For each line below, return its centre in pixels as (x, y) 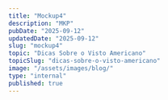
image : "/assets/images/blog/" (61, 69)
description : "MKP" (41, 23)
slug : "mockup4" (36, 46)
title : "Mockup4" (38, 16)
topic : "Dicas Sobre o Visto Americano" (78, 53)
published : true (36, 83)
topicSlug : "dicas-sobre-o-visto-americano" (84, 61)
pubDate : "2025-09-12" (46, 31)
